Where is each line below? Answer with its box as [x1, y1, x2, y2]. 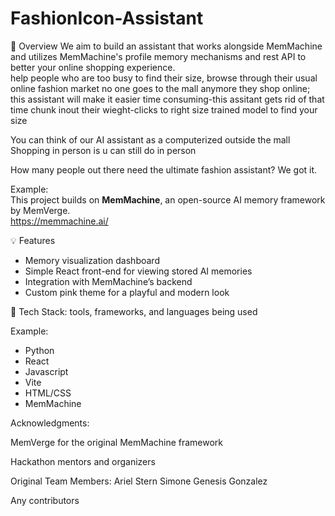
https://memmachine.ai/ [10, 215, 109, 227]
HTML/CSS [24, 387, 72, 399]
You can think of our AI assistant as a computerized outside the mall [10, 133, 291, 146]
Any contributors [10, 494, 80, 506]
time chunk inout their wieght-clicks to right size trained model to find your [10, 103, 318, 116]
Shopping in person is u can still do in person [10, 144, 197, 156]
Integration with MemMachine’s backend [24, 275, 193, 287]
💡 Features [10, 234, 56, 246]
